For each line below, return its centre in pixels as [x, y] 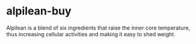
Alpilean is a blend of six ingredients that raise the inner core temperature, [98, 28]
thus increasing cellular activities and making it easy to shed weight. [91, 34]
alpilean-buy [39, 11]
